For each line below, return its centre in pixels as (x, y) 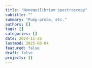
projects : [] (19, 58)
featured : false (22, 48)
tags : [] (14, 29)
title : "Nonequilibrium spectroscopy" (46, 10)
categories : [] (21, 34)
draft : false (19, 53)
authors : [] (18, 24)
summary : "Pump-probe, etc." (36, 19)
